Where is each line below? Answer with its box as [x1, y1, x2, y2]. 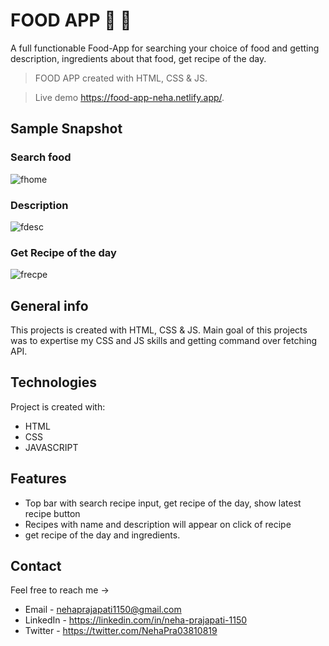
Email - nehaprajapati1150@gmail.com [24, 604, 182, 616]
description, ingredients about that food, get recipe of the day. [10, 52, 267, 64]
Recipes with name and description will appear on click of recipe [24, 518, 292, 530]
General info [10, 297, 89, 314]
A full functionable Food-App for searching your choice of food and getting [10, 42, 320, 54]
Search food [10, 150, 72, 164]
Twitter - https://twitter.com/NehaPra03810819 [24, 625, 218, 637]
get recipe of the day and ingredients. [24, 529, 181, 541]
